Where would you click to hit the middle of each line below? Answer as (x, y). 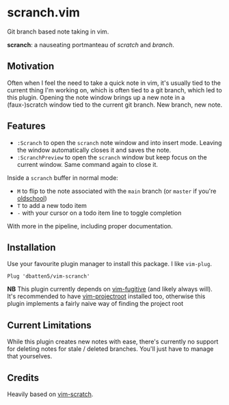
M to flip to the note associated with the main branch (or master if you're (117, 191)
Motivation (31, 66)
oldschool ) (32, 198)
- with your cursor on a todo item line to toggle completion (99, 213)
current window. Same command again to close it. (87, 164)
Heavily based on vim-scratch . (50, 394)
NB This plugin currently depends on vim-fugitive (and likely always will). (110, 289)
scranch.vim (44, 13)
